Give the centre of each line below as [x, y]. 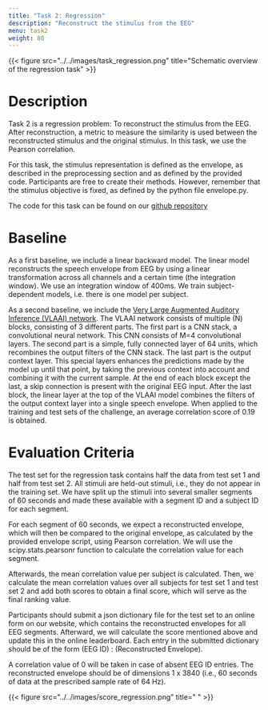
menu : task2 [28, 30]
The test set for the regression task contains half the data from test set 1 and [134, 475]
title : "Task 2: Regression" [57, 16]
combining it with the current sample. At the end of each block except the [130, 378]
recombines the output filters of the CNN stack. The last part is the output [130, 352]
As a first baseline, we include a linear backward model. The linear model [129, 260]
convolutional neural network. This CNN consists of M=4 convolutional [125, 335]
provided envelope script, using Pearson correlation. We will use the [121, 542]
